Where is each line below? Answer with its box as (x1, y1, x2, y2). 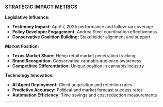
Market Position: (5, 44, 39, 49)
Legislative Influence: (5, 15, 50, 20)
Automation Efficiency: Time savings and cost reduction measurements (12, 92, 157, 98)
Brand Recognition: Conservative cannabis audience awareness (12, 58, 142, 64)
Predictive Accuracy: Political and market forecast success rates (12, 87, 143, 93)
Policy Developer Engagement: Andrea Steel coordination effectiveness (12, 29, 157, 35)
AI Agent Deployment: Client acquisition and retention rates (12, 82, 132, 88)
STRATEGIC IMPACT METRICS (5, 3, 78, 10)
